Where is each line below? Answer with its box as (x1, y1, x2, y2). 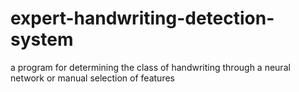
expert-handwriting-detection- (10, 7, 275, 30)
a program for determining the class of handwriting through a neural (10, 61, 291, 73)
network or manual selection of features (10, 72, 175, 84)
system (10, 28, 74, 51)
